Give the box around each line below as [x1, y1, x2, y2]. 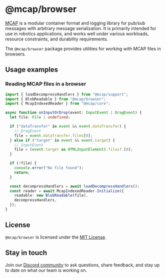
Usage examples [5, 65, 58, 74]
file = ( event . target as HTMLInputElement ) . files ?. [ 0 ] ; [14, 147, 133, 152]
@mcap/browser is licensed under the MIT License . [5, 234, 106, 240]
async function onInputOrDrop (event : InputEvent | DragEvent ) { [5, 110, 142, 115]
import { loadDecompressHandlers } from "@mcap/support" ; [5, 91, 128, 97]
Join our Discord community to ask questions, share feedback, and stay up [5, 261, 160, 268]
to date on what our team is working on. [5, 267, 87, 273]
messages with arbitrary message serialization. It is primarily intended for [5, 25, 156, 31]
